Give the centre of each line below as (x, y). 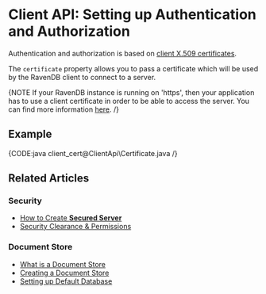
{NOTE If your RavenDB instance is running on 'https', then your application (131, 92)
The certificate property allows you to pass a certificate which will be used (133, 68)
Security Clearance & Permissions (75, 227)
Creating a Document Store (64, 273)
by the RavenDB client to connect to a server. (82, 77)
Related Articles (49, 179)
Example (30, 134)
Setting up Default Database (66, 281)
